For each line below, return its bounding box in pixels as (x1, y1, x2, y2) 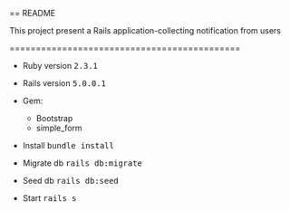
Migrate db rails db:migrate (22, 158, 143, 168)
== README (9, 8, 56, 18)
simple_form (35, 122, 83, 133)
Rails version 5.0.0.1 (22, 78, 107, 89)
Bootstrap (35, 113, 73, 123)
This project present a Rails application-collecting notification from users (9, 25, 281, 35)
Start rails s (22, 193, 77, 203)
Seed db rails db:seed (22, 176, 120, 186)
